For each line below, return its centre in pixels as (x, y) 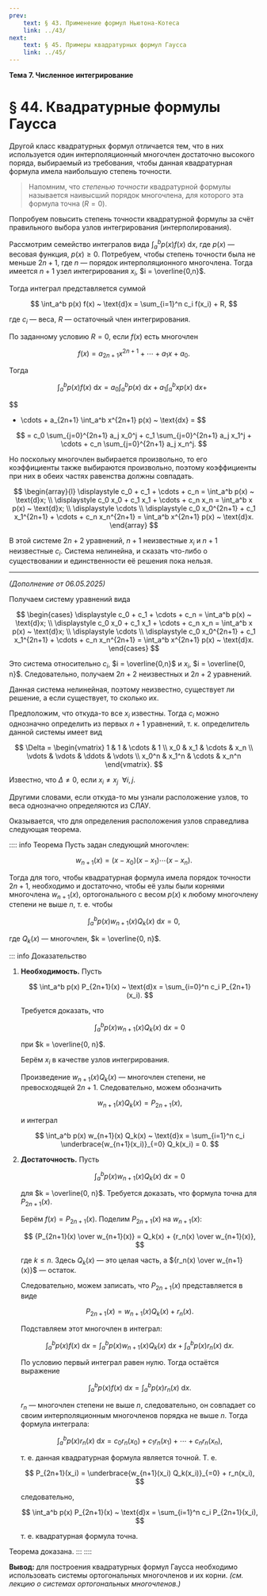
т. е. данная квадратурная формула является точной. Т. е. (118, 1458)
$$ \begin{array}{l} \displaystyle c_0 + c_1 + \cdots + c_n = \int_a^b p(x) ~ (134, 491)
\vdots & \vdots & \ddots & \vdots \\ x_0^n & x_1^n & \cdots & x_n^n (134, 756)
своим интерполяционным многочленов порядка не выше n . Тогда (134, 1415)
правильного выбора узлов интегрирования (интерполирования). (120, 227)
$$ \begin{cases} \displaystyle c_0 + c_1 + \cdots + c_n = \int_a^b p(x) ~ (134, 615)
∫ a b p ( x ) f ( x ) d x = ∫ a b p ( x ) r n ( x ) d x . (139, 1388)
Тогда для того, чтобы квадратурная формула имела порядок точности (130, 877)
